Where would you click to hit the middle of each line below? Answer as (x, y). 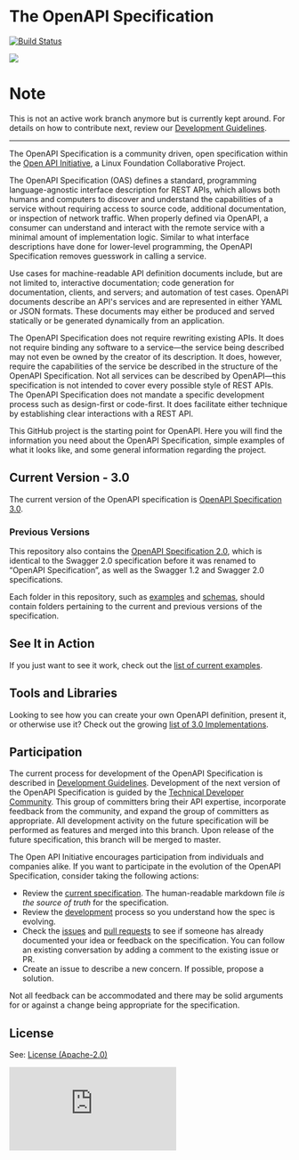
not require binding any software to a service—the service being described (147, 347)
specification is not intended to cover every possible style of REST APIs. (141, 385)
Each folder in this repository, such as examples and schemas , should (137, 596)
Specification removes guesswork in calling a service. (108, 256)
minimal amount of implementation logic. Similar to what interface (129, 237)
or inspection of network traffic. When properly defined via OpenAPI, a (139, 218)
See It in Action (52, 644)
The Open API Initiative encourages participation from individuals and (137, 857)
